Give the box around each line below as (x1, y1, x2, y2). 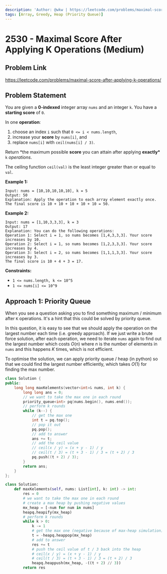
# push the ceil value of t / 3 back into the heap (31, 547, 141, 552)
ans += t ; (31, 436, 52, 441)
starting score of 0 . (5, 110, 45, 116)
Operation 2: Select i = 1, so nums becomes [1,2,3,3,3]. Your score (5, 242, 153, 246)
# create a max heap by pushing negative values (23, 500, 126, 505)
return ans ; (23, 464, 48, 469)
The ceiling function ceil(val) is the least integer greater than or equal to (5, 164, 156, 170)
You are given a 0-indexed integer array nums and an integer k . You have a (5, 104, 157, 110)
